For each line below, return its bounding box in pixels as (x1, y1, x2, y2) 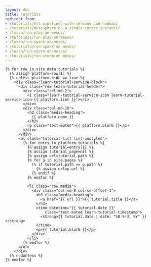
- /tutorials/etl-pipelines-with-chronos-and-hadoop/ (5, 21, 118, 26)
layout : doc (5, 7, 30, 12)
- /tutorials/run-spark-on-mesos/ (5, 44, 76, 49)
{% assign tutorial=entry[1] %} (27, 145, 94, 150)
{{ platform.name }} (31, 114, 74, 119)
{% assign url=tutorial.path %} (27, 154, 94, 159)
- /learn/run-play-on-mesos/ (5, 30, 65, 35)
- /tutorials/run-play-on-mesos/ (5, 35, 74, 40)
